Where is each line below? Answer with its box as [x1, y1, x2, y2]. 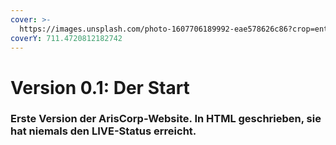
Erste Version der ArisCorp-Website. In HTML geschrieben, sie [10, 112, 322, 126]
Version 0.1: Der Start [10, 76, 190, 99]
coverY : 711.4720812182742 [10, 33, 123, 43]
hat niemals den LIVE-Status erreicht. [10, 124, 197, 138]
